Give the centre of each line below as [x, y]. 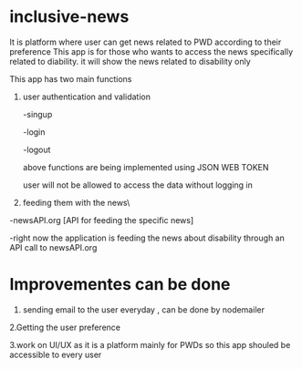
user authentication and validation [86, 97]
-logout [36, 149]
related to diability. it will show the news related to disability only [130, 61]
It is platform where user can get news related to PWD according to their [146, 42]
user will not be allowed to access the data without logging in [137, 185]
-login [34, 132]
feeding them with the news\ [76, 202]
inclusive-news [69, 17]
